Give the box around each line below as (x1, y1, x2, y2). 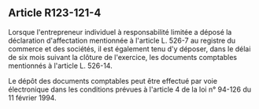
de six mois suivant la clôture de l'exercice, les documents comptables (8, 52, 238, 62)
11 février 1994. (8, 92, 57, 102)
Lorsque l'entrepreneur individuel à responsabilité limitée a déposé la (8, 27, 232, 36)
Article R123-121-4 (8, 6, 102, 20)
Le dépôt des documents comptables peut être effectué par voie (8, 76, 218, 85)
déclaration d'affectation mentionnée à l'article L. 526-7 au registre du (8, 36, 236, 45)
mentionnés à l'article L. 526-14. (8, 61, 113, 70)
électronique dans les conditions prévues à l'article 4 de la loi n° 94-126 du (8, 85, 252, 94)
